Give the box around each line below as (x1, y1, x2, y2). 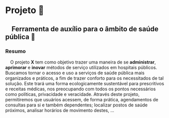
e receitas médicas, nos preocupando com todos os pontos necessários (5, 86, 156, 92)
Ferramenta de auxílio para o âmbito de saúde (11, 25, 159, 33)
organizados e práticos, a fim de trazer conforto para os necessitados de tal (5, 75, 164, 81)
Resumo (5, 47, 26, 54)
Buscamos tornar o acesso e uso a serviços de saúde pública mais (5, 70, 145, 76)
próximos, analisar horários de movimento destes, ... (5, 107, 115, 113)
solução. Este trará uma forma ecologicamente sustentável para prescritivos (5, 80, 164, 86)
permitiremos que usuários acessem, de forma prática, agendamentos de (5, 96, 158, 102)
